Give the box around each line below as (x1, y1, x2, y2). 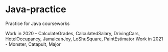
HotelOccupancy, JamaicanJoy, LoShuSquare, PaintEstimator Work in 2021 (5, 36, 163, 42)
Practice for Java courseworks (5, 20, 70, 27)
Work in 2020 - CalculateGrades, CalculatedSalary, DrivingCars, (5, 30, 140, 36)
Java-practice (5, 4, 66, 15)
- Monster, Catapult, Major (5, 41, 61, 47)
